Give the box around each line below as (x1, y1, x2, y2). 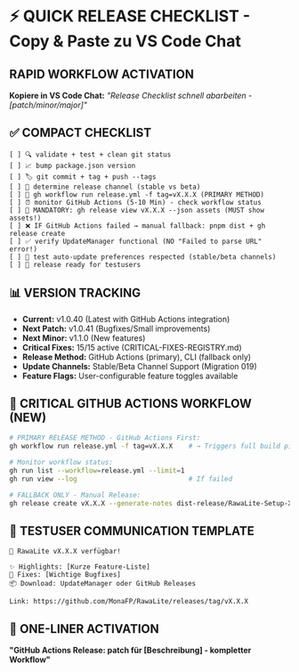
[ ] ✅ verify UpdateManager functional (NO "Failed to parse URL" (9, 237, 263, 246)
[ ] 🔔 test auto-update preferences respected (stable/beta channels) (9, 252, 277, 262)
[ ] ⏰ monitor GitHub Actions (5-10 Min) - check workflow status (9, 198, 263, 206)
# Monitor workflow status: (9, 458, 114, 467)
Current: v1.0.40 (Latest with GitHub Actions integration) (21, 313, 230, 324)
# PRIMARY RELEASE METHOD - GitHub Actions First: (9, 433, 201, 442)
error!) (9, 245, 38, 254)
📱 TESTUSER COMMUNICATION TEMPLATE (9, 523, 255, 538)
